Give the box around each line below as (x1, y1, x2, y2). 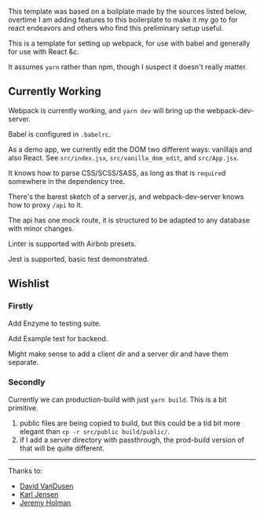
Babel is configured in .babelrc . (8, 129, 112, 138)
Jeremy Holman (19, 498, 71, 507)
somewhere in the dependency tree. (8, 176, 126, 186)
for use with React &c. (8, 47, 80, 56)
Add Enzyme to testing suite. (8, 318, 101, 328)
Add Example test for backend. (8, 333, 108, 343)
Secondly (8, 377, 46, 388)
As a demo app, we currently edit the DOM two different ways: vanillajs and (8, 145, 253, 154)
